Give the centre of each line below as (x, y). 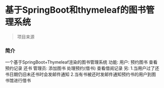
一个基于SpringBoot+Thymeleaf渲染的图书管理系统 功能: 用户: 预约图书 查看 (81, 62)
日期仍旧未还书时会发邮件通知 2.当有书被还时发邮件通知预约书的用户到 (80, 74)
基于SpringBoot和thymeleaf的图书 (75, 10)
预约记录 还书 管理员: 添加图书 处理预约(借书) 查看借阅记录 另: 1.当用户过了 (80, 68)
